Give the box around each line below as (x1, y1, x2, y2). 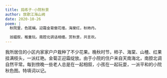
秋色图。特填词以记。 (5, 68, 49, 74)
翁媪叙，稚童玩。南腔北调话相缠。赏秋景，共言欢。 (9, 35, 98, 40)
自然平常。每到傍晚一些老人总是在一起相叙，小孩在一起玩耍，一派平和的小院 (5, 62, 162, 67)
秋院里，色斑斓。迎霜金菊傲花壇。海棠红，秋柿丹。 (9, 26, 98, 31)
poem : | (5, 21, 21, 26)
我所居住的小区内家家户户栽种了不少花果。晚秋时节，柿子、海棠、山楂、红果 (5, 49, 162, 55)
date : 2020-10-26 (5, 16, 41, 21)
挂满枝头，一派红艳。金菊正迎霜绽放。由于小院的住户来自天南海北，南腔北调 (5, 55, 162, 61)
